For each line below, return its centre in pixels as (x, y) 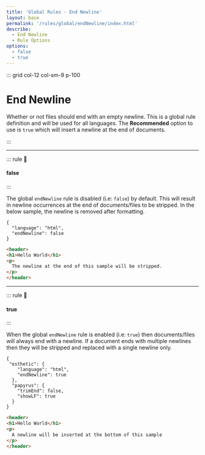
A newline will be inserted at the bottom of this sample (87, 435)
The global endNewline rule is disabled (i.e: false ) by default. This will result (101, 198)
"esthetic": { (27, 364)
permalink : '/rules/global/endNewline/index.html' (72, 23)
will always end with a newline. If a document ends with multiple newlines (99, 341)
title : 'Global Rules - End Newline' (54, 12)
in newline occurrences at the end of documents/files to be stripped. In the (100, 205)
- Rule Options (31, 40)
